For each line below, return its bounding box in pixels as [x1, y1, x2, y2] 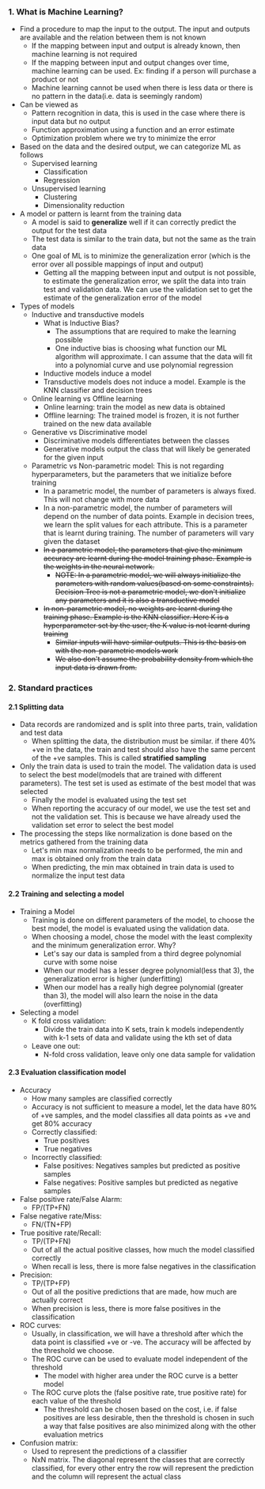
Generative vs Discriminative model [31, 428, 148, 437]
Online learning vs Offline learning [31, 394, 143, 403]
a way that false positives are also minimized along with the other [43, 1421, 256, 1430]
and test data [19, 728, 63, 738]
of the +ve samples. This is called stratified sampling [31, 754, 207, 763]
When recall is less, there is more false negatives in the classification [31, 1261, 256, 1271]
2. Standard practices [8, 682, 93, 693]
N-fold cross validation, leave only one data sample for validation [43, 1049, 256, 1059]
